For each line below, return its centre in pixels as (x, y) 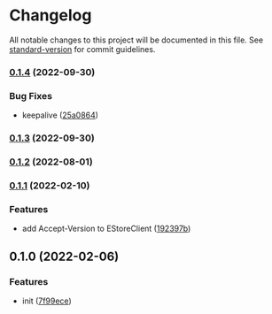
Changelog (51, 15)
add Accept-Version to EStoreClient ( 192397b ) (106, 229)
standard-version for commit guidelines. (82, 49)
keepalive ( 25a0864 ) (60, 115)
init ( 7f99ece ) (47, 301)
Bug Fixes (31, 96)
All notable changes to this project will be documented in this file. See (136, 40)
